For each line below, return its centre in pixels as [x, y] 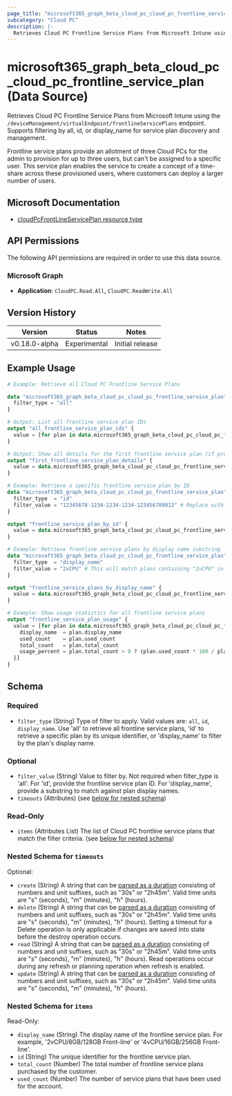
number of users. [32, 181]
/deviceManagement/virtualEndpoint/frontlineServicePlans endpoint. [106, 123]
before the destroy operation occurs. [69, 937]
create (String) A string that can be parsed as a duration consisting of [116, 885]
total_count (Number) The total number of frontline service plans [110, 1063]
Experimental [87, 344]
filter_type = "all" [43, 403]
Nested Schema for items [50, 1006]
